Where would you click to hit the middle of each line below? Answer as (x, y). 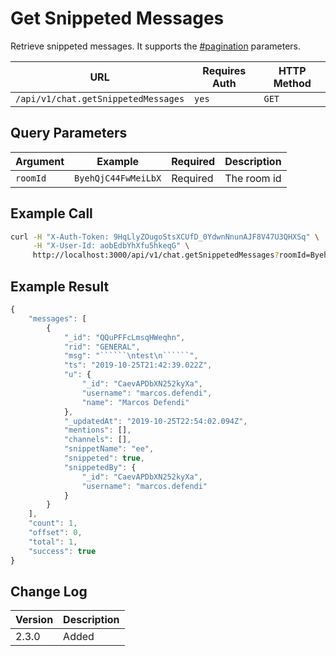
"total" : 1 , (53, 542)
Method (292, 83)
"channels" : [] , (97, 440)
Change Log (49, 591)
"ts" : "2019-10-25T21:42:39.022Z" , (138, 365)
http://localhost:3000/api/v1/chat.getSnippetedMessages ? (156, 255)
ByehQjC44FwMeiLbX (118, 178)
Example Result (60, 286)
